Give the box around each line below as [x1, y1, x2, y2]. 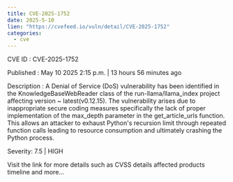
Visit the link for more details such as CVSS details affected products [7, 160, 205, 169]
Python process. [7, 133, 54, 142]
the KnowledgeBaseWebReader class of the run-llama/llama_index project [7, 90, 220, 98]
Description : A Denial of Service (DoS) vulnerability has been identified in [7, 82, 220, 90]
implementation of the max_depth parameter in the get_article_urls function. [7, 112, 225, 120]
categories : [7, 29, 42, 37]
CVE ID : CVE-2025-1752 [7, 55, 79, 63]
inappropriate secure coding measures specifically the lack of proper [7, 104, 206, 113]
